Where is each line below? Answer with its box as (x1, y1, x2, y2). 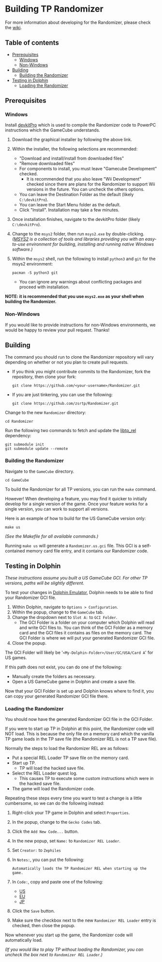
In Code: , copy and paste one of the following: (12, 879, 103, 884)
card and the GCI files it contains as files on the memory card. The (19, 630, 152, 635)
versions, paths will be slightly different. (5, 580, 85, 586)
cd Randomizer (5, 419, 34, 424)
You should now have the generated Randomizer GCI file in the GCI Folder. (5, 716, 153, 722)
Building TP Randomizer (5, 3, 104, 15)
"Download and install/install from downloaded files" (19, 155, 124, 161)
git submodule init (5, 442, 44, 447)
